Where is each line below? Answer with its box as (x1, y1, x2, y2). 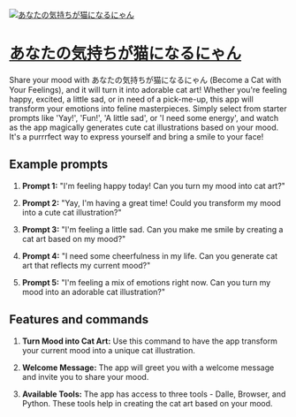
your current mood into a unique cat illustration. (21, 345, 196, 355)
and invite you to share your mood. (21, 371, 149, 382)
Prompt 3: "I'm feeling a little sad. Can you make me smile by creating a (21, 224, 284, 234)
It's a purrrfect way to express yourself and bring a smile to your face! (9, 131, 264, 141)
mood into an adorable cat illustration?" (21, 286, 166, 297)
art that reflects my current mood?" (21, 260, 151, 270)
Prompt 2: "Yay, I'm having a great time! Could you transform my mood (21, 197, 281, 208)
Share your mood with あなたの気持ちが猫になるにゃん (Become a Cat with (9, 74, 282, 85)
